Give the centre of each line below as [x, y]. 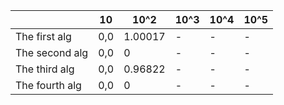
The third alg [45, 69]
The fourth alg [48, 85]
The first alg [43, 36]
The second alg [52, 52]
